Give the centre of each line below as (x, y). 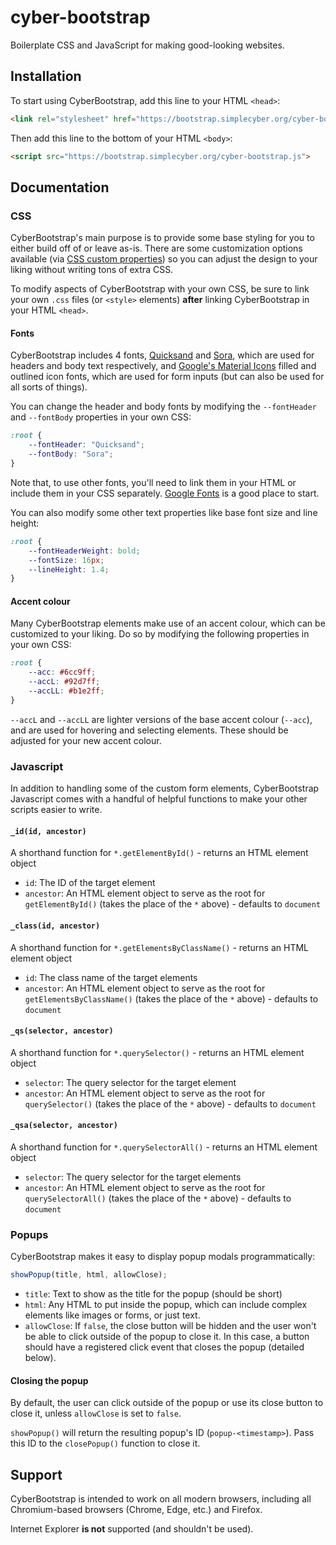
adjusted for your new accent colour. (86, 740)
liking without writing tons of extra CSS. (92, 270)
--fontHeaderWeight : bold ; (84, 551)
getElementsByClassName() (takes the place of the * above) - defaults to (171, 998)
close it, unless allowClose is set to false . (96, 1413)
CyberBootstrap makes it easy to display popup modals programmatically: (163, 1257)
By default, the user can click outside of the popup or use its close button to (167, 1403)
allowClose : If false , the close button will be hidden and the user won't (170, 1326)
